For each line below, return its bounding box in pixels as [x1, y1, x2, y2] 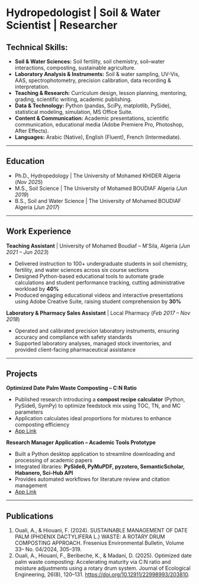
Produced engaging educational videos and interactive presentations [14, 291, 184, 299]
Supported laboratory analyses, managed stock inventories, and [14, 339, 172, 347]
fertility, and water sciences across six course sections [14, 266, 149, 273]
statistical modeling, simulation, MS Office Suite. [14, 109, 133, 115]
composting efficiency [14, 421, 70, 429]
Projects [6, 369, 38, 379]
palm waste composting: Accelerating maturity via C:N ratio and [14, 558, 171, 566]
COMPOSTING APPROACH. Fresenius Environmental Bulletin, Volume [14, 539, 185, 547]
